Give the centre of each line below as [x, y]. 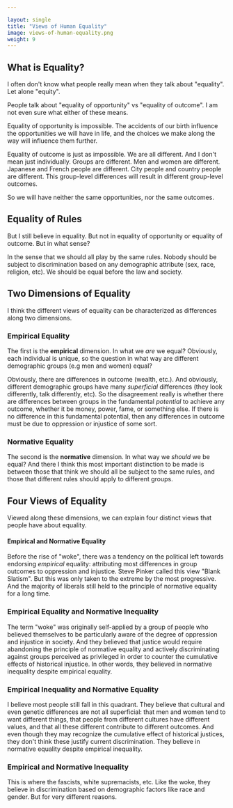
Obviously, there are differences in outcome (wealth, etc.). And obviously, [112, 379]
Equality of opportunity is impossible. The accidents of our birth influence [113, 126]
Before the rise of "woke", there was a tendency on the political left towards [115, 557]
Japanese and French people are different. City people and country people [114, 169]
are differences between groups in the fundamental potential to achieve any [116, 401]
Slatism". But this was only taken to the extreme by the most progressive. [112, 579]
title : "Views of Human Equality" [57, 26]
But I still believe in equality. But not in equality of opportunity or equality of [115, 236]
